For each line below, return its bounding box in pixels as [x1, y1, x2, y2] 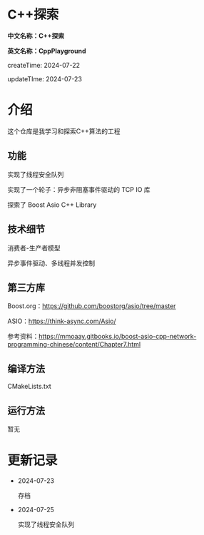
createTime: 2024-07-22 [7, 61, 81, 69]
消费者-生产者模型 [7, 243, 61, 252]
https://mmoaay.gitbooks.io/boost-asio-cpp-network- [39, 332, 197, 341]
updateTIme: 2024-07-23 [7, 74, 82, 83]
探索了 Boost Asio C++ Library [7, 200, 97, 209]
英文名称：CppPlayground [7, 46, 86, 55]
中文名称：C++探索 [7, 31, 65, 40]
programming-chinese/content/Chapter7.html [7, 340, 141, 349]
